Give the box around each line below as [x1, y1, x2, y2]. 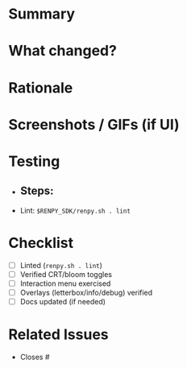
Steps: [19, 184, 54, 198]
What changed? [8, 42, 117, 60]
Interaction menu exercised [19, 279, 111, 288]
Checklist [8, 234, 74, 252]
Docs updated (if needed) [19, 296, 106, 306]
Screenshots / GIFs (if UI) [8, 115, 180, 134]
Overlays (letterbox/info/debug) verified [19, 287, 153, 297]
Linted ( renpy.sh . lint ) [19, 260, 103, 270]
